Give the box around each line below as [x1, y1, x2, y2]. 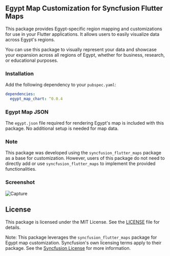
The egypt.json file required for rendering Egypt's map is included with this [5, 120, 164, 126]
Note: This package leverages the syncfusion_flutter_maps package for [5, 234, 157, 240]
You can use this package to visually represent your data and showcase [5, 46, 157, 53]
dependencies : [5, 91, 36, 97]
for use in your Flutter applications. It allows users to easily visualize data [5, 31, 160, 37]
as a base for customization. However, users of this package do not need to [5, 155, 165, 161]
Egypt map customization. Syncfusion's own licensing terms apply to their [5, 240, 162, 246]
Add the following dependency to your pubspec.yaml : [5, 82, 116, 88]
